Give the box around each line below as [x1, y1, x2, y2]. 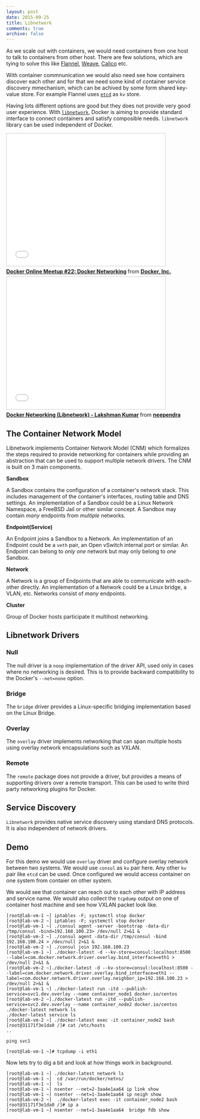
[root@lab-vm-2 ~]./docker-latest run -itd [6, 997, 116, 1003]
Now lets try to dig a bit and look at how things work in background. [6, 1059, 173, 1066]
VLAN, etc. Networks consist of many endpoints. [6, 589, 127, 597]
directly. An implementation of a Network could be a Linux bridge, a [20, 583, 187, 591]
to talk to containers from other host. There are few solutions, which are [6, 54, 183, 61]
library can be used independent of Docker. [6, 121, 113, 128]
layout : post [6, 8, 39, 15]
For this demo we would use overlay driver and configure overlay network [6, 858, 189, 865]
